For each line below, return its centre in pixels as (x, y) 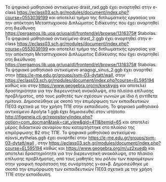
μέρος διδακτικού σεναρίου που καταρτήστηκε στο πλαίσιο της (70, 127)
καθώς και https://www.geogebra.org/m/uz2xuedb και (99, 148)
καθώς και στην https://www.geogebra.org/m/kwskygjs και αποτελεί (76, 85)
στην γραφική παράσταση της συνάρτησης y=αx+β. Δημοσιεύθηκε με (77, 164)
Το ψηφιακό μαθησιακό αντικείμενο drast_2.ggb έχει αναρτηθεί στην (76, 38)
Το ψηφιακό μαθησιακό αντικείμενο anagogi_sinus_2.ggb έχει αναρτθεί (79, 70)
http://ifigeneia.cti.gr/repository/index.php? (49, 117)
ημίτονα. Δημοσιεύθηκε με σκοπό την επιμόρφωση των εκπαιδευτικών (77, 101)
